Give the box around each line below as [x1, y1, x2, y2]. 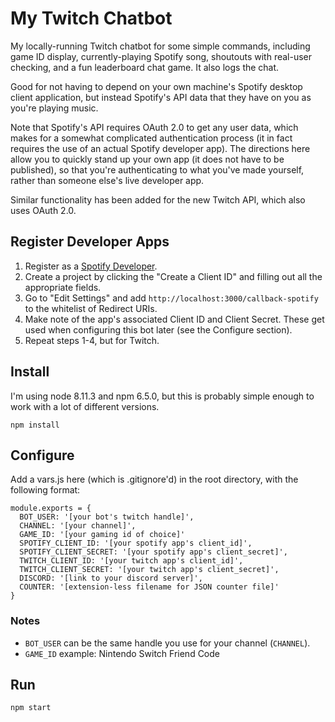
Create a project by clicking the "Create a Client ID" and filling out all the [24, 270, 323, 282]
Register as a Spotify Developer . [24, 260, 158, 272]
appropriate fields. [24, 281, 102, 293]
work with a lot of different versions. [10, 400, 160, 412]
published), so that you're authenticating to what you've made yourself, [10, 163, 305, 176]
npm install [10, 420, 60, 430]
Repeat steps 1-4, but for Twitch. [24, 334, 160, 346]
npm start [10, 703, 52, 713]
